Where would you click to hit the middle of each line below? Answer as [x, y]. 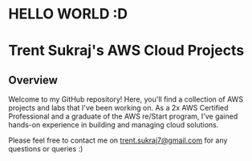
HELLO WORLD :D [68, 14]
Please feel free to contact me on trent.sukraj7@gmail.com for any [118, 140]
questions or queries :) [46, 149]
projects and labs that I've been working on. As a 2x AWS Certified [118, 108]
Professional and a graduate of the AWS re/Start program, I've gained [123, 116]
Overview [33, 80]
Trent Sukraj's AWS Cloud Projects [126, 51]
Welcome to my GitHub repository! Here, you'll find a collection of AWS [126, 99]
